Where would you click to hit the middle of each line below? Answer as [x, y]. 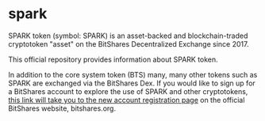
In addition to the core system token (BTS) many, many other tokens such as [133, 74]
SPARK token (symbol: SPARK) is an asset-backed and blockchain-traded [128, 36]
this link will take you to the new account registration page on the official [127, 100]
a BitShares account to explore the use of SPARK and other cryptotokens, [128, 91]
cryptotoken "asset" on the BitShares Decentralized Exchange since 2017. [129, 43]
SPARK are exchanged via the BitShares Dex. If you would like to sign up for [132, 83]
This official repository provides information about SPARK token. [113, 59]
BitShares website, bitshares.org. [62, 108]
